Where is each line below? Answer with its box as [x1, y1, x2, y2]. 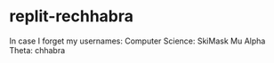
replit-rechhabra [9, 6, 134, 27]
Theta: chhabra [9, 44, 66, 55]
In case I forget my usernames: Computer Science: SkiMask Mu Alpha [9, 35, 266, 46]
